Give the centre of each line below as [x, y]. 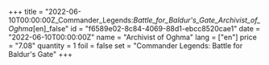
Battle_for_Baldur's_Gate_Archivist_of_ [197, 20]
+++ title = [26, 12]
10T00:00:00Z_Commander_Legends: [71, 20]
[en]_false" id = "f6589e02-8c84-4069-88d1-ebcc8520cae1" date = [147, 28]
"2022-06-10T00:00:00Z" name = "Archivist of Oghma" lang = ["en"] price [133, 37]
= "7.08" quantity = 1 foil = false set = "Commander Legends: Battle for [126, 46]
